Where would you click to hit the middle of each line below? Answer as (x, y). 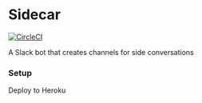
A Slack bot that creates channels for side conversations (101, 52)
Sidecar (35, 15)
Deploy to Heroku (37, 90)
